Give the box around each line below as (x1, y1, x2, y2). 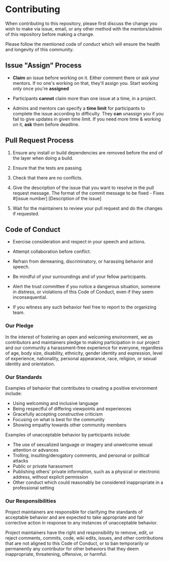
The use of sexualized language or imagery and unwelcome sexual (12, 441, 153, 448)
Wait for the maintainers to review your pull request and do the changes (12, 205, 163, 211)
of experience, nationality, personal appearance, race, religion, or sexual (5, 355, 157, 361)
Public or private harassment (12, 463, 73, 469)
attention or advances (12, 447, 59, 453)
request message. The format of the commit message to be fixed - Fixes (12, 190, 164, 196)
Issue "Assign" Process (5, 61, 82, 70)
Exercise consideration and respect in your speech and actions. (12, 239, 146, 245)
